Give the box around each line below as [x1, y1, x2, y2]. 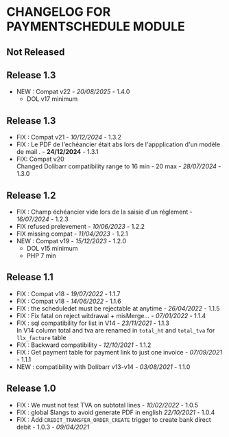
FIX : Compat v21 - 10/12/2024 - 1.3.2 [16, 133, 121, 142]
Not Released [6, 46, 65, 58]
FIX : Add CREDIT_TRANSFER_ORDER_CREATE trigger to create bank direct [16, 415, 212, 423]
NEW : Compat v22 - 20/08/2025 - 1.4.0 [16, 87, 130, 96]
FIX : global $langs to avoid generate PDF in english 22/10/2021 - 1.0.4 [16, 408, 215, 416]
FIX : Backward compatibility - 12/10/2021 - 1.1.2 [16, 341, 152, 349]
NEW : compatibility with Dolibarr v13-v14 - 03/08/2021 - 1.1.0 [16, 362, 191, 371]
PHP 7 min [26, 251, 56, 260]
